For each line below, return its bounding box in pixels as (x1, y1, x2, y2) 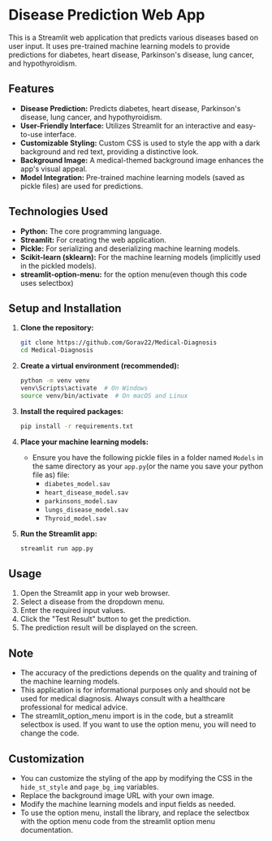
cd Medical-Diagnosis (19, 347, 93, 355)
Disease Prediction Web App (8, 6, 205, 24)
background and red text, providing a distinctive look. (19, 146, 199, 156)
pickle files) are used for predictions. (19, 181, 144, 191)
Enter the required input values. (19, 606, 126, 615)
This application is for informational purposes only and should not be (19, 685, 251, 695)
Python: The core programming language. (19, 226, 162, 236)
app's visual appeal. (19, 164, 88, 174)
